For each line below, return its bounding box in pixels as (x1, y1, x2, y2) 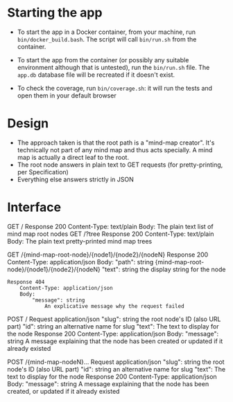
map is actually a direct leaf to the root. (17, 153, 130, 161)
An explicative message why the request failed (44, 302, 185, 309)
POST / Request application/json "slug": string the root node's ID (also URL (7, 315, 221, 323)
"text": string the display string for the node (101, 265, 226, 273)
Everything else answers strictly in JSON (17, 175, 134, 183)
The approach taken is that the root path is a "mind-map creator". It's (17, 138, 215, 147)
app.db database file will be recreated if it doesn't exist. (17, 71, 175, 79)
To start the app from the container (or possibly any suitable (17, 55, 189, 64)
